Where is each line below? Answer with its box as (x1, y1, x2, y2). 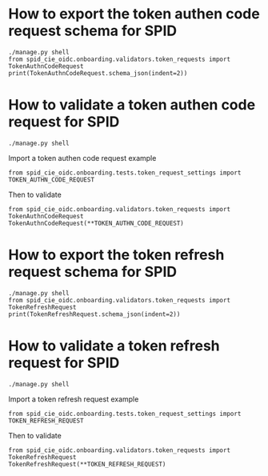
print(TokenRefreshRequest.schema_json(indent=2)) (8, 310, 181, 318)
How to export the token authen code (8, 5, 260, 23)
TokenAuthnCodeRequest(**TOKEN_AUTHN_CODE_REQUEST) (8, 219, 184, 227)
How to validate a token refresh (8, 337, 220, 354)
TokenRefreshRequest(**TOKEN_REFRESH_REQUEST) (8, 460, 166, 468)
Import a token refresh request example (8, 394, 139, 404)
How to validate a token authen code (8, 96, 256, 114)
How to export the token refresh (8, 246, 225, 264)
